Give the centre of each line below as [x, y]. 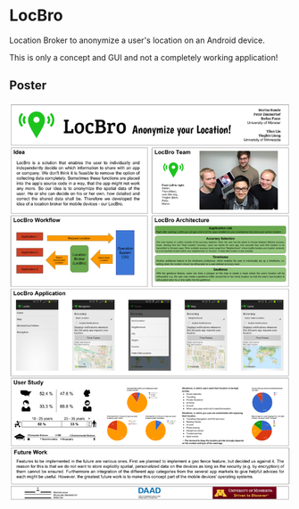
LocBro [36, 16]
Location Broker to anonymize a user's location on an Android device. [137, 40]
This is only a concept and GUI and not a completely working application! [144, 57]
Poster [28, 86]
